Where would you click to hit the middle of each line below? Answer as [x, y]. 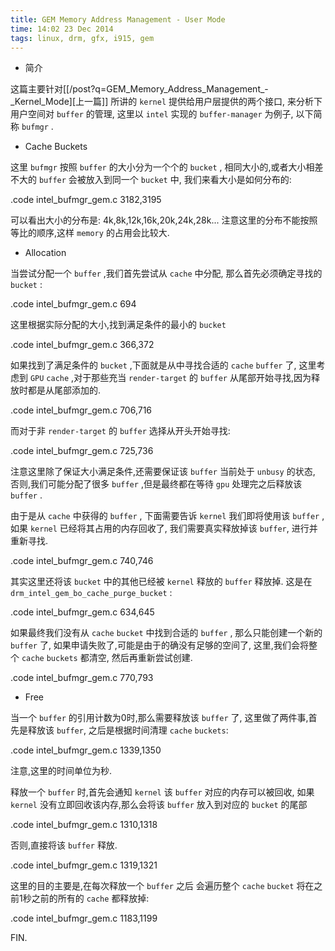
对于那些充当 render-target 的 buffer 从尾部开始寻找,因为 [192, 378]
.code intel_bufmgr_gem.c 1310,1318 [84, 825]
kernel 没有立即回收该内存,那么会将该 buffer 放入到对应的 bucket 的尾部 [159, 805]
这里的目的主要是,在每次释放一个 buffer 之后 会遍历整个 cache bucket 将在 [162, 886]
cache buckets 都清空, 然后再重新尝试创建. [107, 658]
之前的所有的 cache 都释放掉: [90, 898]
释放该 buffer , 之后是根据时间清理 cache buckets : [128, 730]
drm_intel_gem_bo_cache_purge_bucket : [91, 593]
